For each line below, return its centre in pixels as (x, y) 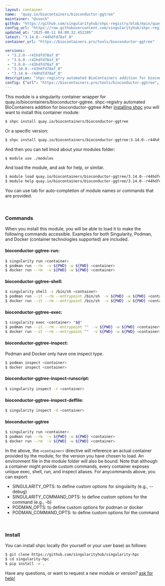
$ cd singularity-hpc (27, 559)
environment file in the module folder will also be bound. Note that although (82, 461)
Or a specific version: (27, 130)
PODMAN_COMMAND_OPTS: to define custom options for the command (85, 512)
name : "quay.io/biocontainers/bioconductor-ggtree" (60, 14)
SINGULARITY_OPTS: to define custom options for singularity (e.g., (80, 486)
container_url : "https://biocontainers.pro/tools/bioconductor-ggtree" (80, 42)
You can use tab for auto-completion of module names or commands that (79, 191)
